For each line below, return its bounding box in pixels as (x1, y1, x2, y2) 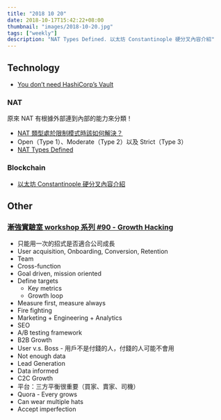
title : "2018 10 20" (7, 10, 67, 17)
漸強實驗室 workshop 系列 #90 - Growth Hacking (7, 222, 174, 232)
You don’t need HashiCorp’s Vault (17, 80, 114, 88)
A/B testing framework (17, 328, 82, 337)
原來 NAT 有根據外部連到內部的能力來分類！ (7, 114, 133, 122)
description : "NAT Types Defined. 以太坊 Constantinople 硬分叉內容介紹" (7, 36, 215, 43)
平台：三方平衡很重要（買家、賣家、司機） (17, 382, 140, 391)
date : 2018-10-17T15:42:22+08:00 (7, 17, 104, 24)
